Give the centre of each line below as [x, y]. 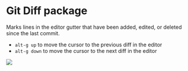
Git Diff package [47, 11]
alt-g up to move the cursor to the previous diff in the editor [88, 45]
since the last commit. [33, 33]
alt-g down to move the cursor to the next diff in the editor [86, 50]
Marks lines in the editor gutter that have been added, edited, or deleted [94, 27]
